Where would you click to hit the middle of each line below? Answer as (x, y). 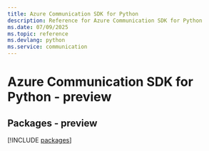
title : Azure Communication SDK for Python (73, 14)
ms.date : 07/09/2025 (38, 27)
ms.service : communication (47, 47)
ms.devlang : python (36, 40)
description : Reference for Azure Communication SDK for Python (105, 21)
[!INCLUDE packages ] (40, 140)
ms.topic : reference (38, 34)
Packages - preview (52, 123)
